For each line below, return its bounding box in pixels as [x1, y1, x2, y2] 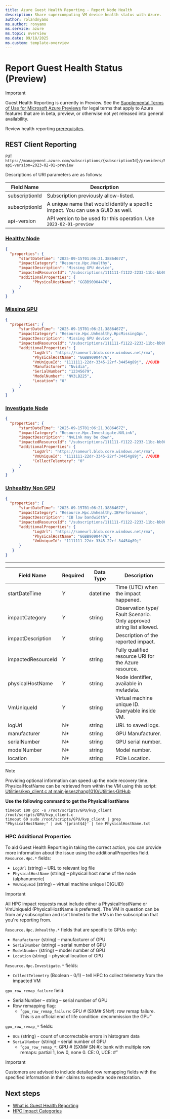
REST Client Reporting [5, 140, 77, 149]
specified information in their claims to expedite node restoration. [5, 1074, 142, 1080]
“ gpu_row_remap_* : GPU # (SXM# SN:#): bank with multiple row [20, 1044, 151, 1050]
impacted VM [12, 978, 41, 984]
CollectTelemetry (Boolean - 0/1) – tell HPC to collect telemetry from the [12, 973, 163, 979]
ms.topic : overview [5, 31, 47, 36]
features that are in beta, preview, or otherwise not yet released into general [5, 110, 163, 117]
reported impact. [115, 638, 155, 645]
